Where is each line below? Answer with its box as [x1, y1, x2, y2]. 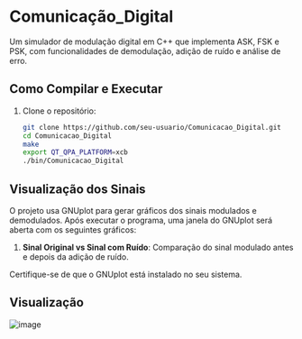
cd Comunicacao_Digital [22, 131, 113, 141]
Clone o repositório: [22, 105, 96, 116]
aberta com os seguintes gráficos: [9, 224, 137, 235]
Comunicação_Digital [9, 6, 174, 27]
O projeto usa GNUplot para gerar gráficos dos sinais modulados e [9, 205, 257, 215]
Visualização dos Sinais [9, 181, 146, 197]
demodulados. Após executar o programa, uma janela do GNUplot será [9, 215, 273, 225]
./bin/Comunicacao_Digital [22, 156, 124, 166]
